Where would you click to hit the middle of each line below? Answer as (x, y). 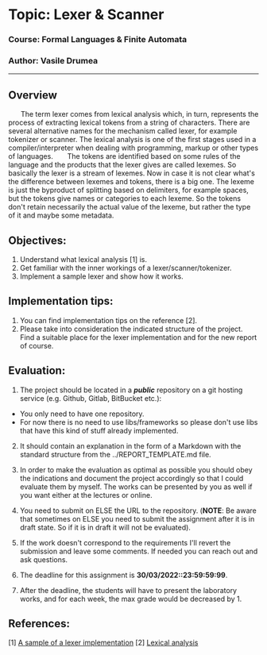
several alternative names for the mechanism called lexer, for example (123, 131)
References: (39, 624)
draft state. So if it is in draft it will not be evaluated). (105, 527)
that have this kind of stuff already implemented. (99, 430)
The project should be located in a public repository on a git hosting (131, 390)
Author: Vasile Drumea (53, 61)
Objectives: (37, 240)
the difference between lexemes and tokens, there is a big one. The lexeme (131, 182)
